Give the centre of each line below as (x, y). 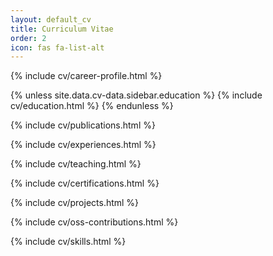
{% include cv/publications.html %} (83, 125)
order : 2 (28, 38)
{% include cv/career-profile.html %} (86, 76)
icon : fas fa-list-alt (57, 47)
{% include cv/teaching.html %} (76, 164)
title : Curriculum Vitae (62, 29)
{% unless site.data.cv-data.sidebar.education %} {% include (136, 95)
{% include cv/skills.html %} (68, 242)
